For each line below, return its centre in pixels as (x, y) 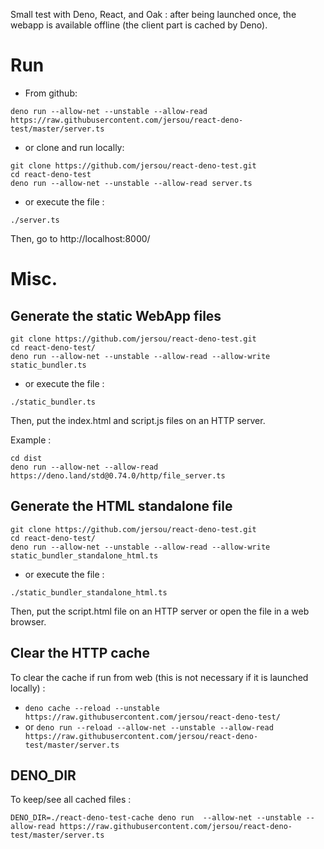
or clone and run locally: (74, 147)
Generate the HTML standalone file (121, 506)
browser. (28, 621)
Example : (31, 440)
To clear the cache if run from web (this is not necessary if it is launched (159, 677)
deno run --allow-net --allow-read (84, 467)
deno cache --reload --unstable (92, 708)
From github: (51, 93)
